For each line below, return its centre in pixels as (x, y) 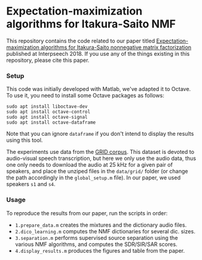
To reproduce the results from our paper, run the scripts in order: (87, 213)
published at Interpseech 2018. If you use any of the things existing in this (98, 53)
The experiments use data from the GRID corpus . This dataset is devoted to (100, 152)
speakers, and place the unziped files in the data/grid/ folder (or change (97, 172)
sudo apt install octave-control (48, 112)
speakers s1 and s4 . (31, 184)
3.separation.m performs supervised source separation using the (96, 238)
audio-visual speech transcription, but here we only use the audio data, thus (101, 158)
